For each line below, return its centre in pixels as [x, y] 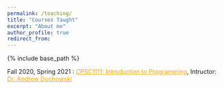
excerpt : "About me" [37, 26]
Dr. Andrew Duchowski [40, 79]
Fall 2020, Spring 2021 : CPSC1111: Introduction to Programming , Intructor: [112, 72]
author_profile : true [38, 33]
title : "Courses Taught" [43, 20]
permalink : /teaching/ [40, 13]
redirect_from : [29, 39]
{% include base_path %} [43, 58]
